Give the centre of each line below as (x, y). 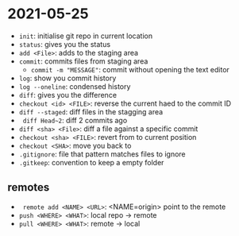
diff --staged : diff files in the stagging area (91, 111)
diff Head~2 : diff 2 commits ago (75, 120)
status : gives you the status (65, 44)
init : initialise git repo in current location (85, 36)
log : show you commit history (67, 78)
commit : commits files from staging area (83, 61)
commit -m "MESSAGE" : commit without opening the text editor (130, 69)
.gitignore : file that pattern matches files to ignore (102, 154)
